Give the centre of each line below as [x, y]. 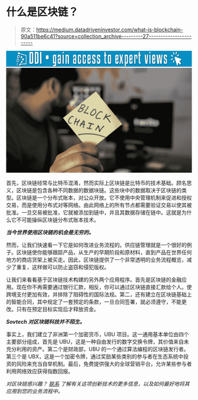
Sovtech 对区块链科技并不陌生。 [46, 321]
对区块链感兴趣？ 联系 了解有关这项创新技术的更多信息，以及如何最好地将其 [98, 383]
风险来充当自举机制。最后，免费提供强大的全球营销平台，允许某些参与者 [104, 363]
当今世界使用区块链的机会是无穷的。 [50, 232]
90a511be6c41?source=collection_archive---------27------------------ [106, 36]
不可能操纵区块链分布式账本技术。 [57, 220]
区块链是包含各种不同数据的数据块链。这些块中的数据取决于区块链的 [99, 190]
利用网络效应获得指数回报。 [40, 371]
